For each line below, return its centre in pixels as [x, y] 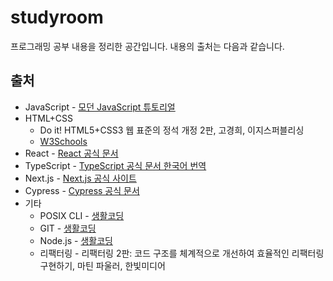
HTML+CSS [49, 118]
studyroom [57, 17]
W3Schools [63, 141]
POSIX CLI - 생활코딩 [82, 215]
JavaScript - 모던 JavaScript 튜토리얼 [100, 107]
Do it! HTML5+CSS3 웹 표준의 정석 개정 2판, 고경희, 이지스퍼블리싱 [172, 130]
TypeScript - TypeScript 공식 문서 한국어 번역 [115, 165]
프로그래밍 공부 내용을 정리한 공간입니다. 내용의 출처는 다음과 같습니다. [147, 46]
